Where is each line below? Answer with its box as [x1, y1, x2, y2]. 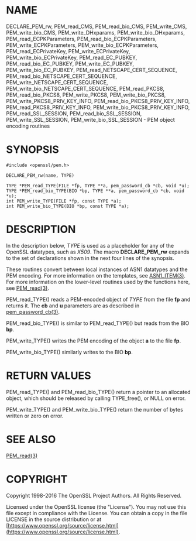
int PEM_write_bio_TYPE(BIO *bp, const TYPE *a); [6, 203, 130, 209]
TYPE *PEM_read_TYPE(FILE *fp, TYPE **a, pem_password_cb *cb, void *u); [6, 183, 190, 189]
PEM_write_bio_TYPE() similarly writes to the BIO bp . [6, 348, 133, 355]
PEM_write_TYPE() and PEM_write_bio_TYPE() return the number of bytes [6, 406, 183, 413]
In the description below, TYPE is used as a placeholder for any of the [6, 242, 174, 249]
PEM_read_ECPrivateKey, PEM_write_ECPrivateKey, [6, 47, 130, 54]
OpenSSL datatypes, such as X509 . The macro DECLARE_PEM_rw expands [6, 248, 190, 255]
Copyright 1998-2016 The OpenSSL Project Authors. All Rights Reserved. [6, 492, 182, 499]
